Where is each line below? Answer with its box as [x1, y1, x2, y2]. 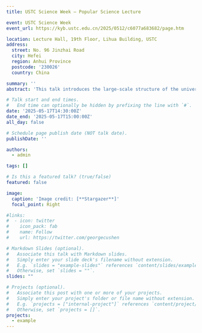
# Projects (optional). [6, 284, 66, 290]
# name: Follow [6, 229, 52, 235]
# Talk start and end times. [6, 97, 79, 103]
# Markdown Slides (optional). [6, 245, 85, 251]
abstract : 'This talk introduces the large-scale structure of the [6, 86, 179, 92]
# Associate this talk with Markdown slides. [6, 251, 128, 257]
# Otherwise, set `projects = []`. [6, 307, 101, 313]
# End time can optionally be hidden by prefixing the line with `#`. [6, 103, 192, 109]
